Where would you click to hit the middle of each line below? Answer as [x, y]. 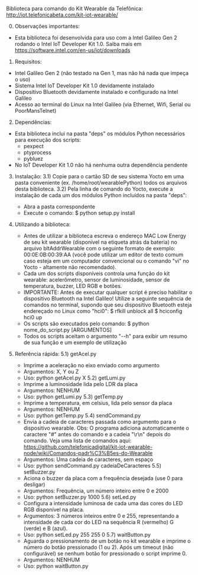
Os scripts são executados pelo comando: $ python [86, 324]
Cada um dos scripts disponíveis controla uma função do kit [97, 273]
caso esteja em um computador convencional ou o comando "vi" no [106, 261]
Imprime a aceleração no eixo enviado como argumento [91, 365]
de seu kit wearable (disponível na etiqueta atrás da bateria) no [100, 242]
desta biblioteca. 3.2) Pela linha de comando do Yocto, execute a [94, 189]
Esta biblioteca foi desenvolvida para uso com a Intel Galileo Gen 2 [96, 37]
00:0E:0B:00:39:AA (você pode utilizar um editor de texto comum [103, 254]
